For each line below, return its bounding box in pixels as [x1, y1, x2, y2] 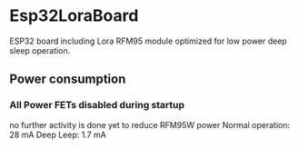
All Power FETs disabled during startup [9, 99, 184, 112]
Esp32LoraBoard [9, 5, 139, 26]
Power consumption [9, 72, 126, 87]
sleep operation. [9, 45, 71, 55]
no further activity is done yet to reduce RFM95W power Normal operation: [9, 119, 291, 130]
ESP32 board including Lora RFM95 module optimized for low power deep [9, 35, 288, 46]
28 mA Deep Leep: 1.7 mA [9, 129, 107, 140]
